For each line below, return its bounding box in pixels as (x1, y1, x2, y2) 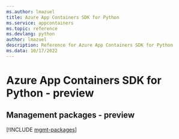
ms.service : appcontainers (6, 20, 74, 26)
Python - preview (6, 86, 94, 99)
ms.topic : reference (6, 25, 58, 32)
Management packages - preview (6, 110, 135, 120)
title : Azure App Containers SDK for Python (6, 14, 120, 20)
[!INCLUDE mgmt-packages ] (6, 126, 77, 133)
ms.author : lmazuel (6, 8, 55, 15)
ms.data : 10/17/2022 (6, 48, 58, 54)
